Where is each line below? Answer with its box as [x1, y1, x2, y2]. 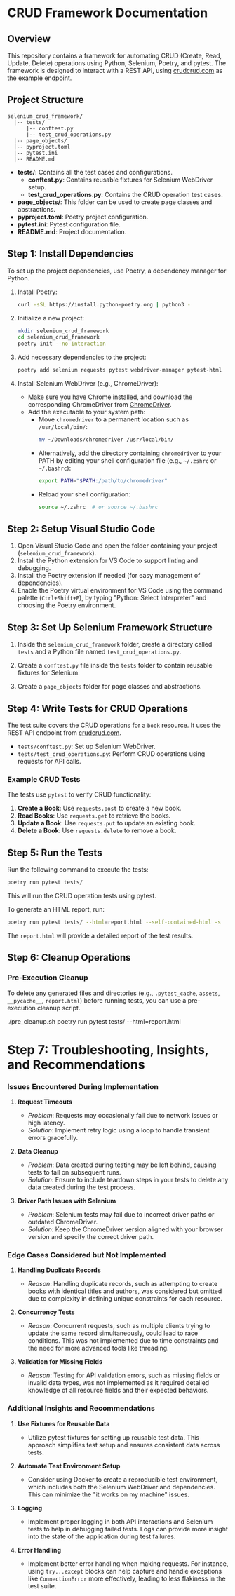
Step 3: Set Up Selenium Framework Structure [7, 621, 213, 633]
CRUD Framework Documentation [7, 5, 208, 21]
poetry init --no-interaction [17, 340, 107, 348]
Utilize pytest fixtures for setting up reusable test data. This [27, 1433, 200, 1442]
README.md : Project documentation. [17, 227, 127, 236]
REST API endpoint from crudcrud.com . [7, 729, 121, 737]
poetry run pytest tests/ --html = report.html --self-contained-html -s [7, 919, 221, 926]
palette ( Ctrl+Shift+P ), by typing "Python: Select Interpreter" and [17, 594, 207, 602]
